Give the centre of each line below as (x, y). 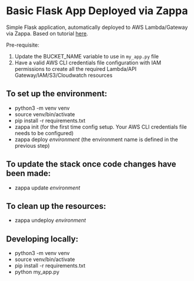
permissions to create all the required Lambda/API (75, 68)
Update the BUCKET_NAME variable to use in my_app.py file (87, 56)
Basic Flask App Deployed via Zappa (97, 11)
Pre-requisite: (23, 45)
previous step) (32, 145)
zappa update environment (47, 188)
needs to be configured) (44, 133)
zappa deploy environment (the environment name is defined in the (96, 139)
